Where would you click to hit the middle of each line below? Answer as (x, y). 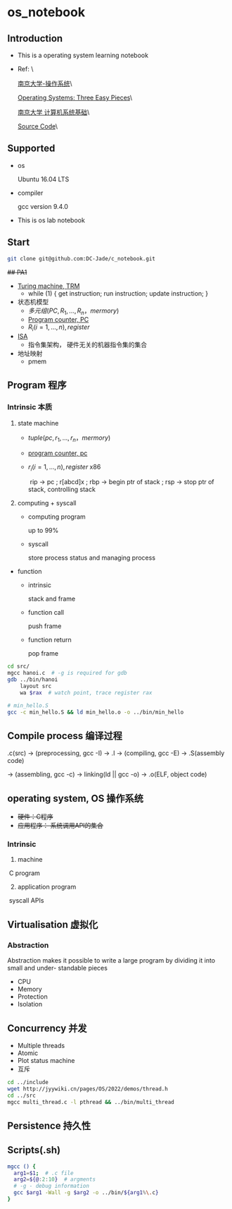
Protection (32, 997)
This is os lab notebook (51, 220)
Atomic (28, 1053)
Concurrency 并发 (47, 1028)
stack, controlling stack (62, 489)
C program (25, 873)
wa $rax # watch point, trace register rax (86, 692)
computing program (57, 517)
